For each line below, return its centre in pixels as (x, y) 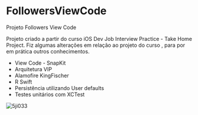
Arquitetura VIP (33, 69)
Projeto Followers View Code (41, 27)
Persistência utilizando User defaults (59, 88)
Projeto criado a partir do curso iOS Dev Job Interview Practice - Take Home (99, 39)
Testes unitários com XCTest (50, 94)
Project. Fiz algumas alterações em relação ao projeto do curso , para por (96, 45)
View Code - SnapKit (40, 63)
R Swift (23, 82)
